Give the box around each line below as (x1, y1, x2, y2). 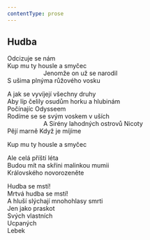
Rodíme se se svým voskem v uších (7, 112, 110, 120)
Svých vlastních (7, 211, 53, 220)
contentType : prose (7, 10, 64, 17)
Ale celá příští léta (7, 154, 59, 162)
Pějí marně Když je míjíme (7, 127, 82, 136)
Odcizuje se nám (7, 54, 56, 63)
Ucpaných (7, 219, 37, 227)
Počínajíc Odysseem (7, 105, 66, 113)
